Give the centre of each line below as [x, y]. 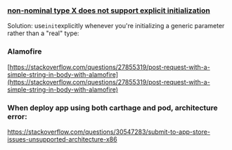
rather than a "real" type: [43, 33]
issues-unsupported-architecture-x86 [62, 139]
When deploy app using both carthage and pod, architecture [112, 108]
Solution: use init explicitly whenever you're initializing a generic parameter [116, 26]
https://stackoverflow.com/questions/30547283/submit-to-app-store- [109, 132]
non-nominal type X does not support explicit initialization [109, 11]
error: [17, 116]
